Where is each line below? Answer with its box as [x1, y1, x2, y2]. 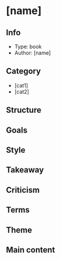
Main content [6, 245, 55, 255]
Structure [6, 105, 42, 115]
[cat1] [14, 82, 28, 89]
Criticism [6, 185, 40, 195]
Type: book [14, 43, 42, 50]
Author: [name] [14, 49, 51, 56]
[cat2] [14, 88, 29, 95]
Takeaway [6, 165, 44, 175]
